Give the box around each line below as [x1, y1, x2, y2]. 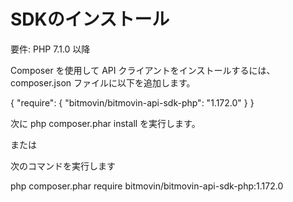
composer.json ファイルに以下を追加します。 [10, 76, 196, 89]
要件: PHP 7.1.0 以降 [10, 43, 91, 55]
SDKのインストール [10, 8, 170, 31]
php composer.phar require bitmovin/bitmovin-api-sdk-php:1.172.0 [10, 180, 284, 192]
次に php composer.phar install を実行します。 [10, 117, 201, 129]
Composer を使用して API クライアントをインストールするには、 [10, 64, 276, 76]
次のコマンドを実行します [10, 160, 116, 172]
